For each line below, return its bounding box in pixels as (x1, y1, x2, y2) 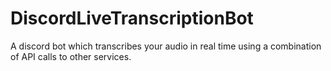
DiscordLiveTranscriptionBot (10, 7, 254, 30)
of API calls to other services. (10, 50, 132, 62)
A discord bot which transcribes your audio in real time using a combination (10, 40, 322, 52)
